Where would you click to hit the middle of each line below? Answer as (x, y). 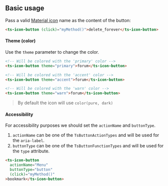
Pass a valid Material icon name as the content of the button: (68, 20)
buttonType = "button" (31, 170)
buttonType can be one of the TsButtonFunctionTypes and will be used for (88, 146)
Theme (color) (21, 41)
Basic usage (25, 8)
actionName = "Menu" (29, 165)
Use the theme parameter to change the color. (52, 52)
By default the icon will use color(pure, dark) (65, 103)
